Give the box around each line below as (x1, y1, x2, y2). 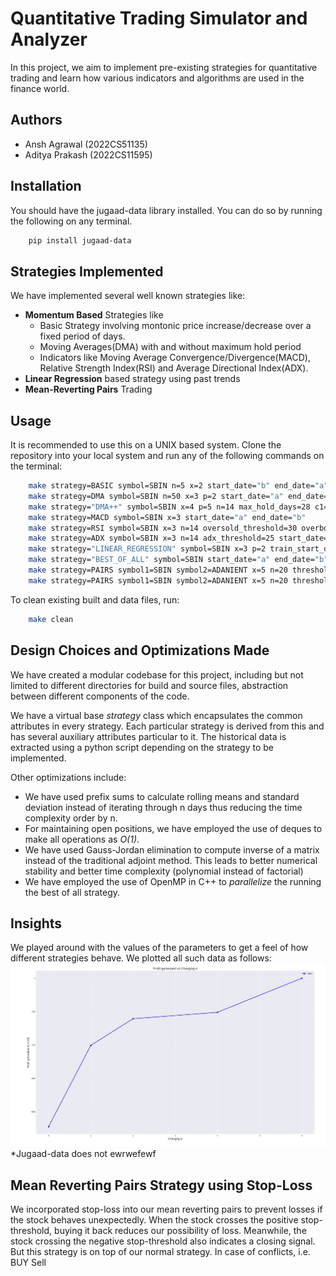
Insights (10, 915, 63, 932)
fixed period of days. (39, 330, 126, 342)
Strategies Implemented (10, 263, 164, 280)
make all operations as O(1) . (24, 833, 140, 845)
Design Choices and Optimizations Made (10, 642, 270, 659)
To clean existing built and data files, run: (10, 593, 180, 606)
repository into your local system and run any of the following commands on (10, 450, 325, 462)
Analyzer (10, 28, 88, 51)
